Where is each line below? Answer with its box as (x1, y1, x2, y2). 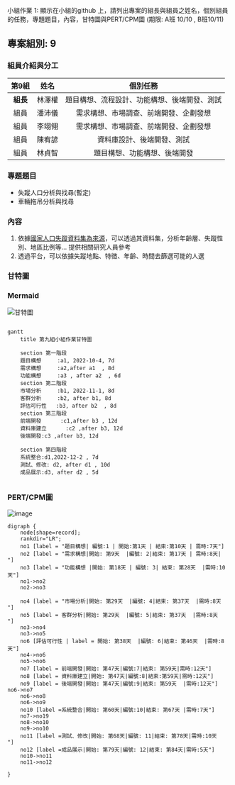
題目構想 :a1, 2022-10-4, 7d (20, 357, 115, 364)
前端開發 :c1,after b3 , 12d (20, 417, 119, 424)
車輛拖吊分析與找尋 (17, 197, 75, 206)
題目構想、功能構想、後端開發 (93, 147, 194, 157)
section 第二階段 (20, 379, 67, 386)
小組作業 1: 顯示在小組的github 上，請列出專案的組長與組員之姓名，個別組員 (7, 6, 229, 14)
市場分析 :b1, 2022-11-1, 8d (20, 387, 115, 394)
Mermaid (7, 291, 39, 301)
